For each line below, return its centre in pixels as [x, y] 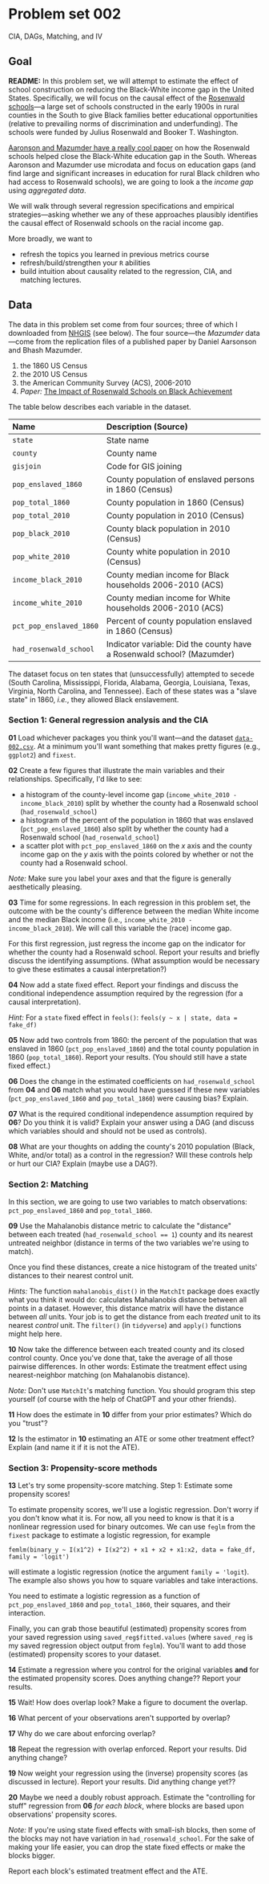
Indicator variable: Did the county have [179, 644]
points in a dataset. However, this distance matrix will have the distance [126, 1308]
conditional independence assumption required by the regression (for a [126, 993]
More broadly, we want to [50, 239]
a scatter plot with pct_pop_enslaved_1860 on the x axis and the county [136, 845]
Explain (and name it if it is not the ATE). [74, 1448]
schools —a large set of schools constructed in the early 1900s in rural [124, 106]
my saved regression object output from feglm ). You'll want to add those [127, 1646]
